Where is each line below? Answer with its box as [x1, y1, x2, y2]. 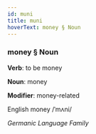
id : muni [7, 10, 33, 18]
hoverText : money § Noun [7, 24, 81, 31]
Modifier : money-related [7, 91, 80, 100]
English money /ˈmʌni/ [7, 105, 73, 113]
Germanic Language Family [7, 118, 89, 127]
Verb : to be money [7, 63, 63, 72]
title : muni [7, 17, 43, 24]
